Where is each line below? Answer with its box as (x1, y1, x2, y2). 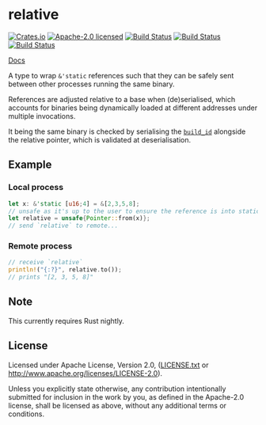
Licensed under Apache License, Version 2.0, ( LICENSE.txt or (8, 360, 209, 370)
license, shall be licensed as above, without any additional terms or (8, 400, 227, 410)
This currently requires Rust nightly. (8, 316, 125, 325)
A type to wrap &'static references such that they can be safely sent (8, 70, 234, 80)
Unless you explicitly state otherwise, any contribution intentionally (8, 384, 226, 393)
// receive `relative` (8, 259, 83, 267)
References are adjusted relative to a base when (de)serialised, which (8, 94, 236, 104)
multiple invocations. (8, 111, 76, 120)
